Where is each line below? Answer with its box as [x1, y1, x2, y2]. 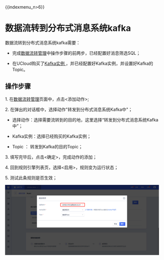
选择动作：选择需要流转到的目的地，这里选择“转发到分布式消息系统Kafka [12, 117, 159, 122]
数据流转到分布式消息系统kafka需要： [5, 40, 81, 45]
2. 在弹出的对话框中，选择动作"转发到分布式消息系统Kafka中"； [5, 106, 133, 112]
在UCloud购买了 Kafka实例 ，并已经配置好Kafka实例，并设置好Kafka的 [12, 60, 154, 66]
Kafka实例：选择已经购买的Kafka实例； [12, 133, 91, 139]
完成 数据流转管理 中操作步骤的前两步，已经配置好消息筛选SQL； [12, 50, 141, 56]
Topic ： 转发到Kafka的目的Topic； [12, 143, 83, 149]
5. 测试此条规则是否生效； [5, 175, 57, 180]
